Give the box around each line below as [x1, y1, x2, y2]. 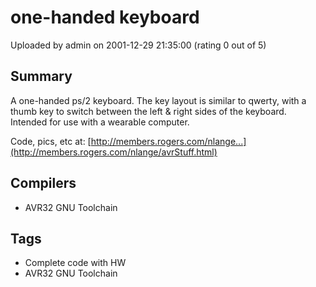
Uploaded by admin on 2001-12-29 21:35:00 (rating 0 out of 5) [10, 39, 267, 51]
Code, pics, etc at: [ [10, 135, 92, 147]
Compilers [10, 175, 77, 192]
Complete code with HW [24, 257, 127, 269]
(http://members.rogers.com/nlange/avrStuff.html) [10, 146, 218, 158]
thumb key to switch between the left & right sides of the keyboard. [10, 105, 287, 117]
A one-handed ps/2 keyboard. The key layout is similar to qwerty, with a [10, 94, 307, 106]
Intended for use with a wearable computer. [10, 116, 190, 128]
